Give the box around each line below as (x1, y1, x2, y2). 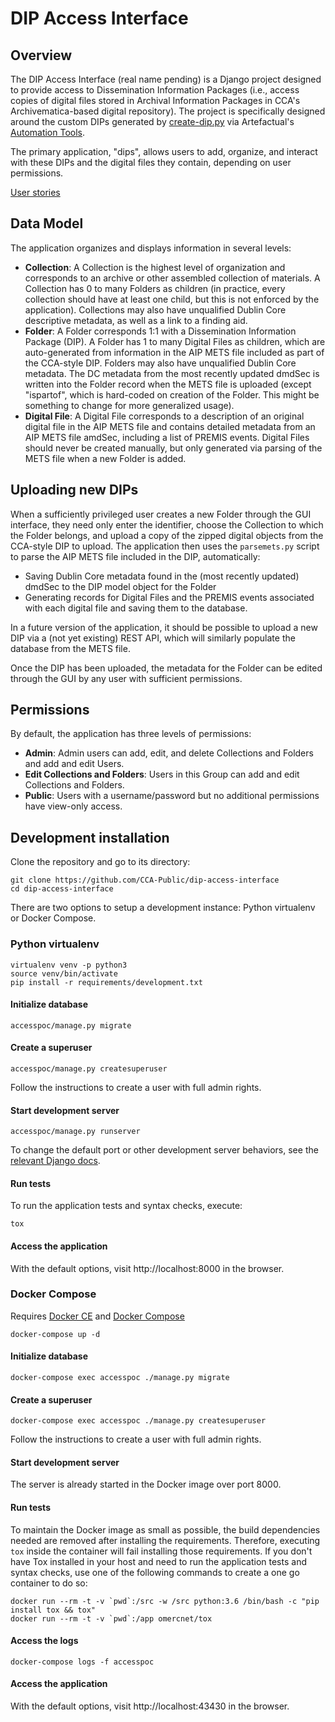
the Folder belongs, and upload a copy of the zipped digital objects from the (10, 529, 324, 541)
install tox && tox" (10, 1605, 97, 1615)
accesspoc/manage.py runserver (10, 1127, 141, 1137)
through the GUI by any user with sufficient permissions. (10, 672, 243, 684)
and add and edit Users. (24, 758, 125, 770)
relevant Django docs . (10, 1155, 101, 1167)
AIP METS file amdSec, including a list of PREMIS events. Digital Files (24, 431, 310, 443)
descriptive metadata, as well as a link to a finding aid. (24, 314, 248, 326)
